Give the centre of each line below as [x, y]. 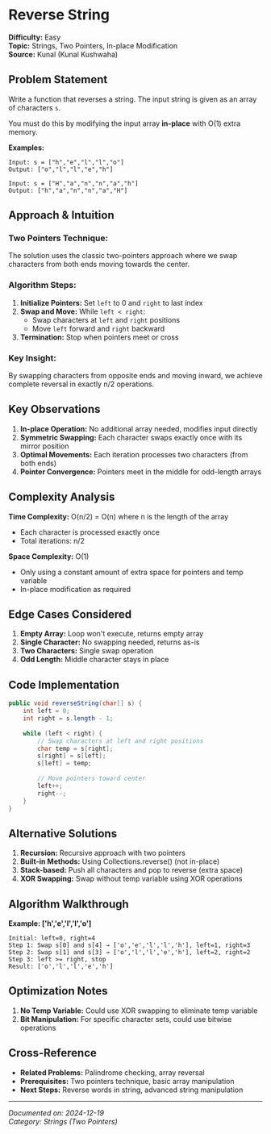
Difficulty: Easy [35, 37]
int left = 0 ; [46, 711]
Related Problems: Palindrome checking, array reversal [113, 1072]
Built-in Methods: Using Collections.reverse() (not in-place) [120, 861]
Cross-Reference [52, 1053]
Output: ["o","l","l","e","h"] [61, 169]
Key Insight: [32, 358]
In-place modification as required [75, 589]
